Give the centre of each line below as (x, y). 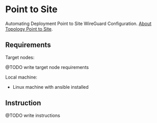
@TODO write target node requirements (47, 67)
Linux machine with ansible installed (51, 87)
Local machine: (21, 77)
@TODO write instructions (33, 115)
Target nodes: (20, 57)
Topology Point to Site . (29, 29)
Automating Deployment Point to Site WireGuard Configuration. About (78, 23)
